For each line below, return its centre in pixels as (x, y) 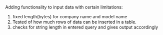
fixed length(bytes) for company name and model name (70, 17)
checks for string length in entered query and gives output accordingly (85, 27)
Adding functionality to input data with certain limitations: (64, 7)
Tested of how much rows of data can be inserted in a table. (74, 22)
